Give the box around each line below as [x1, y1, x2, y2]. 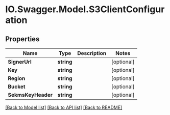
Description [77, 50, 106, 56]
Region [8, 75, 26, 82]
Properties [5, 35, 40, 43]
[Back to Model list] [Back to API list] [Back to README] [5, 104, 123, 110]
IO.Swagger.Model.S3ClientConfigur [5, 4, 165, 15]
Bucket [8, 83, 26, 90]
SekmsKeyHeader [8, 92, 53, 98]
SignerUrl [8, 59, 32, 65]
